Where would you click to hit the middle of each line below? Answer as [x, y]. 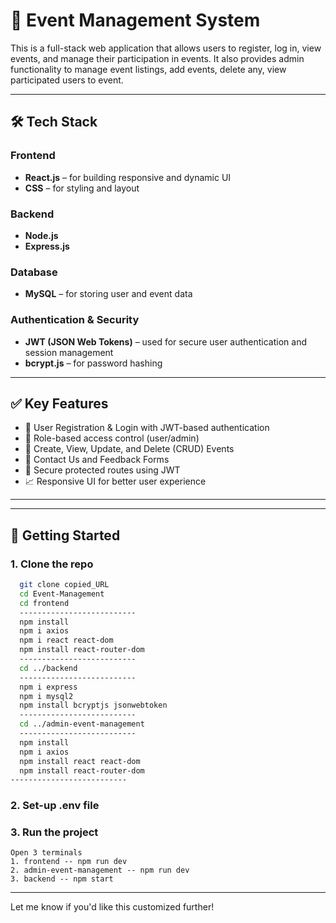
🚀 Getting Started [65, 535]
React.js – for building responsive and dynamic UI [128, 177]
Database [34, 272]
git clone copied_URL [64, 585]
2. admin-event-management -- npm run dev [100, 870]
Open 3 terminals [46, 853]
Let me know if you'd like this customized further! [112, 907]
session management [69, 352]
